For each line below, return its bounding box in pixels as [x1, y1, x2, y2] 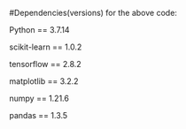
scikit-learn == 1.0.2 [9, 42, 82, 52]
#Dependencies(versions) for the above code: [9, 8, 177, 18]
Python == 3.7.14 [9, 25, 70, 34]
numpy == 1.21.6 [9, 93, 69, 103]
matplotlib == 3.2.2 [9, 76, 79, 87]
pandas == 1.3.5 [9, 110, 68, 120]
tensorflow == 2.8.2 [9, 59, 81, 69]
